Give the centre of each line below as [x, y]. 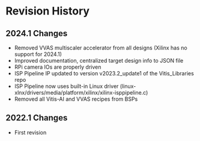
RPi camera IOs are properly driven [58, 67]
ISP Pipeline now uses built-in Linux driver [66, 86]
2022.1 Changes [37, 118]
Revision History [48, 11]
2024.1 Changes [37, 33]
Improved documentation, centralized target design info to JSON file [99, 61]
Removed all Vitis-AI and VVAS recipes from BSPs [76, 99]
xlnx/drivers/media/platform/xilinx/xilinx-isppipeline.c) [81, 92]
